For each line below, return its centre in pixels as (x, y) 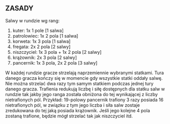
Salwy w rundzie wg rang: (33, 20)
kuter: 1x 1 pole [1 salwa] (38, 30)
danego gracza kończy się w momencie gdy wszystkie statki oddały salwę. (84, 78)
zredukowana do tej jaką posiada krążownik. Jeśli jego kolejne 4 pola (78, 110)
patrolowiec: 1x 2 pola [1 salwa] (45, 36)
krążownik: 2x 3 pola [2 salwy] (45, 57)
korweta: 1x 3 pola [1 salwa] (41, 41)
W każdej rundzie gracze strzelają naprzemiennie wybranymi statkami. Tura (85, 73)
